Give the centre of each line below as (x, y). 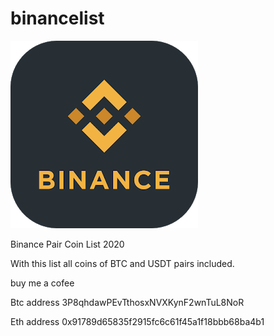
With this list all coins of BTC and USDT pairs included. (122, 263)
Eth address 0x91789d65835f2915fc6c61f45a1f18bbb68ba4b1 (137, 321)
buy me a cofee (42, 283)
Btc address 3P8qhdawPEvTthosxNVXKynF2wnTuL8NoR (127, 302)
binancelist (57, 18)
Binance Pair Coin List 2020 (67, 244)
